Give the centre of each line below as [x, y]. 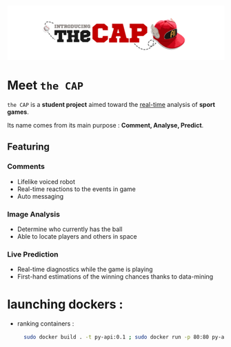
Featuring [29, 147]
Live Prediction [33, 254]
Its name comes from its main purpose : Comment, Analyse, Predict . [106, 125]
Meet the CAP [46, 86]
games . [18, 112]
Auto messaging [40, 196]
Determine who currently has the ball [70, 229]
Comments [26, 166]
